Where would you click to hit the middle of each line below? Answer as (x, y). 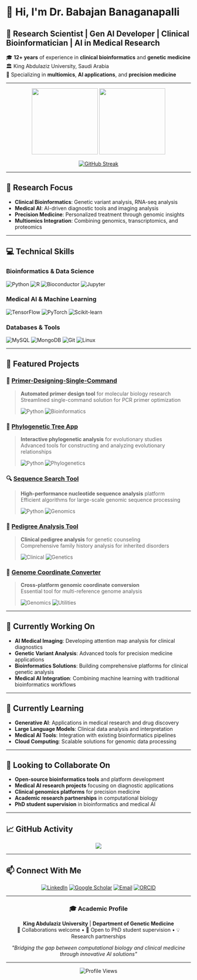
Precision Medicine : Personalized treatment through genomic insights (99, 214)
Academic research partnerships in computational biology (86, 798)
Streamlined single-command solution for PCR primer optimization (101, 400)
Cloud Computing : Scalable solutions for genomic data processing (96, 741)
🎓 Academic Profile (98, 908)
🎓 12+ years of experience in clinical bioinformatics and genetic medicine (98, 57)
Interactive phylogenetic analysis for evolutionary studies (91, 439)
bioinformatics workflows (45, 684)
